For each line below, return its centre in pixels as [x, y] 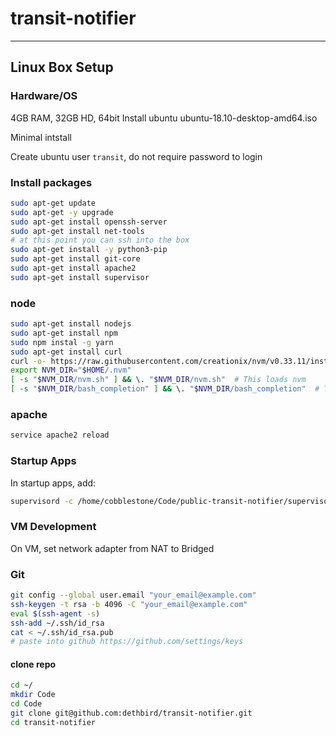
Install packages [51, 182]
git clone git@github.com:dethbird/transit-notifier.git [131, 713]
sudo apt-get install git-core [75, 259]
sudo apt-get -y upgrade [62, 212]
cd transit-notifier [53, 722]
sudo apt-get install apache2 [73, 268]
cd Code [26, 704]
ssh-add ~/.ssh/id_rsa [57, 623]
